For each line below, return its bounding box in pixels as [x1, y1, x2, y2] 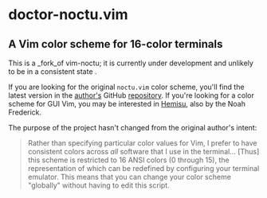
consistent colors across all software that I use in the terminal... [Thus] [27, 147, 260, 156]
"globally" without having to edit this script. [27, 181, 170, 190]
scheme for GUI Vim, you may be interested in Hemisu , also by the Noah [8, 99, 245, 108]
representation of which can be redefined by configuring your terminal [27, 164, 260, 173]
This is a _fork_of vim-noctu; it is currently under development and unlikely [8, 58, 253, 68]
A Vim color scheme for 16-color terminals [8, 37, 223, 51]
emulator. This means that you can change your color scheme [27, 173, 231, 181]
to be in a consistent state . [8, 67, 97, 76]
